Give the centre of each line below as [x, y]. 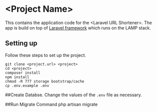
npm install [17, 77]
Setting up [21, 43]
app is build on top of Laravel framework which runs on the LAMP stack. [78, 28]
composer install [23, 73]
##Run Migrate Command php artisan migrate [52, 104]
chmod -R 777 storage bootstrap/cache [45, 81]
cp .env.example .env [27, 85]
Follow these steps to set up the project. [46, 55]
